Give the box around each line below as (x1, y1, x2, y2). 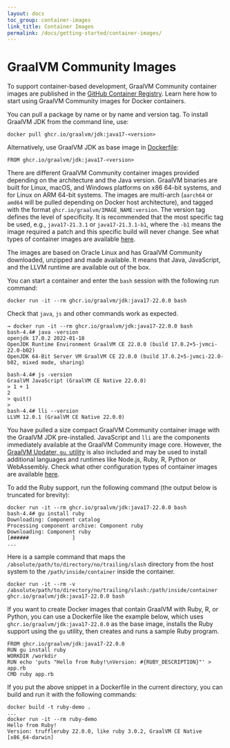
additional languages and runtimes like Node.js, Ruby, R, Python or (7, 455, 197, 464)
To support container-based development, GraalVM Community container (7, 82, 218, 91)
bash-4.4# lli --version (7, 408, 79, 415)
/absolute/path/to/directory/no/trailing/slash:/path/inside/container (7, 587, 218, 594)
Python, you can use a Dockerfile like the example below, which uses (7, 612, 204, 621)
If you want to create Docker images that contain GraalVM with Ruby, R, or (7, 605, 219, 614)
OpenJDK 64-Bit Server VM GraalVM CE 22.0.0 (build (7, 353, 159, 360)
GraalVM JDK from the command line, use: (7, 118, 129, 126)
